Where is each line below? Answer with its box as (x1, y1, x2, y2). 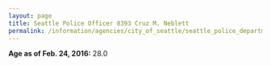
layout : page (8, 11, 52, 20)
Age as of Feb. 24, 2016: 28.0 (8, 49, 108, 59)
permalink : (8, 27, 45, 35)
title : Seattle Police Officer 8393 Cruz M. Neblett (8, 19, 190, 27)
